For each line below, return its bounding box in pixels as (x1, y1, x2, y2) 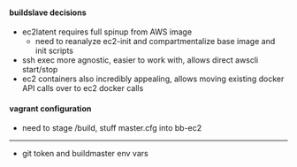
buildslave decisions (9, 7, 87, 18)
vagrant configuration (9, 102, 92, 114)
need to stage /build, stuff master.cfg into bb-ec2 (21, 123, 202, 133)
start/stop (21, 65, 58, 75)
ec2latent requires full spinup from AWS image (21, 27, 193, 37)
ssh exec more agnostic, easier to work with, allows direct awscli (21, 55, 259, 65)
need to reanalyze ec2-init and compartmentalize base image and (34, 36, 276, 47)
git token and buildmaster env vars (21, 148, 148, 159)
